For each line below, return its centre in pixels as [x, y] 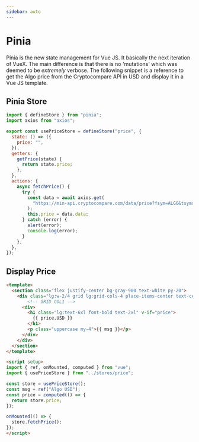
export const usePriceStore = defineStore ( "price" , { [74, 131]
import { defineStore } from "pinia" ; [54, 115]
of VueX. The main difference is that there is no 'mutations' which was [92, 64]
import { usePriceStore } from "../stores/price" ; [70, 373]
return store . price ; [37, 400]
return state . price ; [47, 165]
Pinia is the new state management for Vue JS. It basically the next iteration [98, 58]
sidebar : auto [24, 12]
